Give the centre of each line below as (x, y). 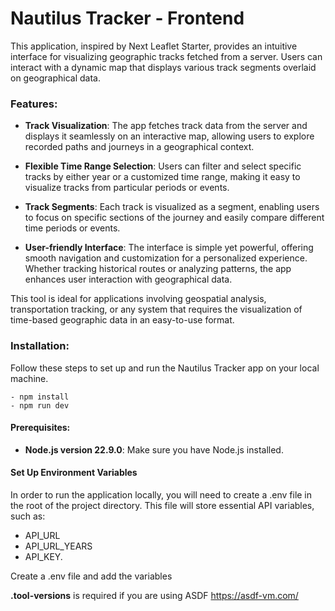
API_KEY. (43, 556)
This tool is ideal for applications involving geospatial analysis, (138, 299)
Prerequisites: (40, 428)
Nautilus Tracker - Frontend (127, 18)
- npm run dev (40, 405)
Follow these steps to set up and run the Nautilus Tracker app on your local (165, 368)
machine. (29, 378)
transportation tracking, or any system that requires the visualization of (156, 309)
